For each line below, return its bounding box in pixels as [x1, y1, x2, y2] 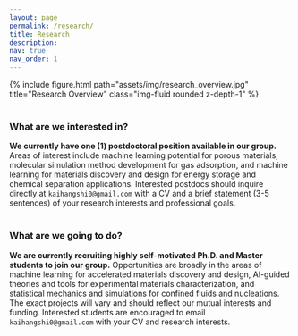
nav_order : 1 [9, 55, 58, 63]
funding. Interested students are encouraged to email [9, 307, 206, 317]
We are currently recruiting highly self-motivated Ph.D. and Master [9, 249, 263, 260]
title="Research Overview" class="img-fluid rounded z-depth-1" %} [9, 88, 260, 99]
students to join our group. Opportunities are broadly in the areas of [9, 259, 262, 270]
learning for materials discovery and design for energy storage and [9, 169, 257, 180]
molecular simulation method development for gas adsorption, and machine [9, 160, 288, 171]
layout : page [9, 13, 58, 22]
